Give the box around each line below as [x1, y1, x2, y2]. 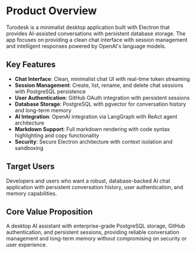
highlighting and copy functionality [14, 132, 99, 139]
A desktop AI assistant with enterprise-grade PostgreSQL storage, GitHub [6, 223, 185, 230]
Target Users [6, 161, 55, 172]
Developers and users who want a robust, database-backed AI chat [6, 177, 171, 184]
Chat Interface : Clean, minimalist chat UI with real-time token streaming [14, 75, 190, 82]
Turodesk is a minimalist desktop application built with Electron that [6, 24, 170, 31]
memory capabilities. [6, 190, 57, 197]
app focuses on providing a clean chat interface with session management [6, 36, 188, 43]
